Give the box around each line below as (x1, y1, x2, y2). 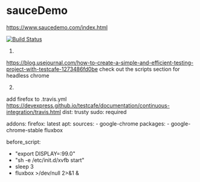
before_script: (6, 138, 41, 146)
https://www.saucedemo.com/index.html (6, 24, 108, 31)
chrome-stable (6, 126, 44, 133)
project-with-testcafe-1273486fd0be (6, 65, 98, 73)
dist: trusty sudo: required (62, 108, 127, 115)
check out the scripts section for (99, 65, 180, 73)
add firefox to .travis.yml (6, 95, 67, 103)
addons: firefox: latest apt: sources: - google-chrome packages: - (6, 120, 170, 127)
